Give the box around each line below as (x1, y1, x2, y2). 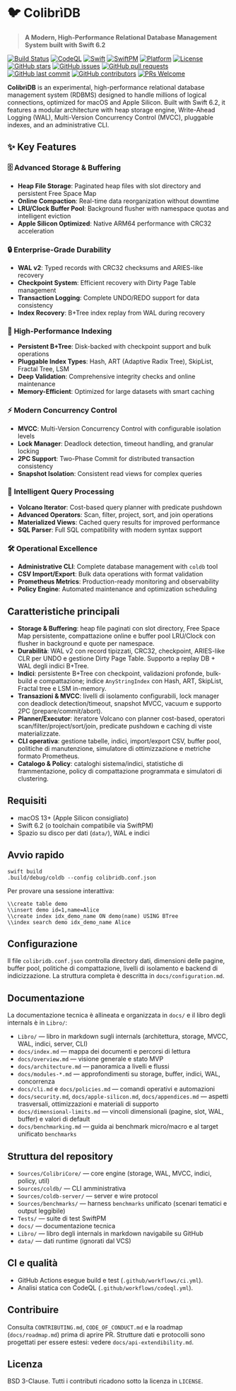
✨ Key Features (7, 141, 76, 153)
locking (17, 446, 40, 455)
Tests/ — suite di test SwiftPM (17, 1214, 107, 1223)
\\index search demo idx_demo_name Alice (7, 919, 131, 926)
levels (17, 431, 35, 440)
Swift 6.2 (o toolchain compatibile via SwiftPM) (17, 821, 154, 830)
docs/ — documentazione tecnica (17, 1221, 116, 1230)
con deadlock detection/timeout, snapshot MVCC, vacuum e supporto (17, 699, 222, 707)
